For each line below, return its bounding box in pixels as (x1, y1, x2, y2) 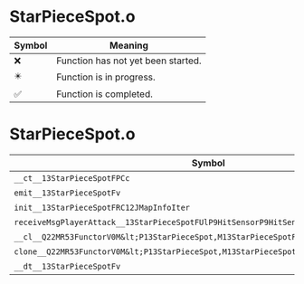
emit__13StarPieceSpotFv (14, 187, 121, 198)
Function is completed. (55, 88, 154, 100)
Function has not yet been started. (55, 54, 202, 67)
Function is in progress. (55, 71, 156, 83)
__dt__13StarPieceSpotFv (14, 260, 121, 271)
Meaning (109, 39, 149, 52)
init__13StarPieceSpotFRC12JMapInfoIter (14, 202, 190, 213)
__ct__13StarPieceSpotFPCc (14, 173, 130, 183)
